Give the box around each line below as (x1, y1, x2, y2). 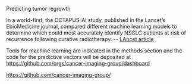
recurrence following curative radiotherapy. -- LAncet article (6, 36, 154, 42)
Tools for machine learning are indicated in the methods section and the (6, 47, 182, 54)
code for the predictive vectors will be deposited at (6, 54, 131, 60)
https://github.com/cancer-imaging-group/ (6, 71, 111, 78)
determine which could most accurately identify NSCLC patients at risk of (6, 29, 186, 36)
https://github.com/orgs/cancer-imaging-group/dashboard (6, 60, 150, 67)
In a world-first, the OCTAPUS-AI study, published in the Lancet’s (6, 17, 166, 23)
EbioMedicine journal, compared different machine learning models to (6, 23, 177, 30)
